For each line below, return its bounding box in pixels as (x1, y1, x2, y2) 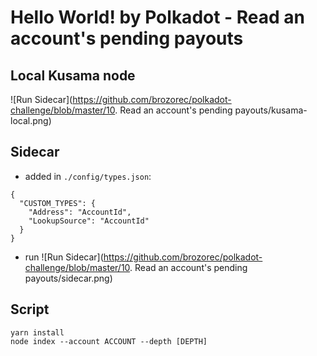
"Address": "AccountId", (28, 207, 132, 217)
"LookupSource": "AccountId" (28, 216, 150, 226)
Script (10, 301, 50, 318)
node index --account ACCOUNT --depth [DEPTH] (10, 336, 208, 346)
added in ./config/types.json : (24, 170, 152, 182)
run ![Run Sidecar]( (24, 251, 104, 263)
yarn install (10, 327, 65, 338)
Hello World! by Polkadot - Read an (10, 6, 306, 29)
